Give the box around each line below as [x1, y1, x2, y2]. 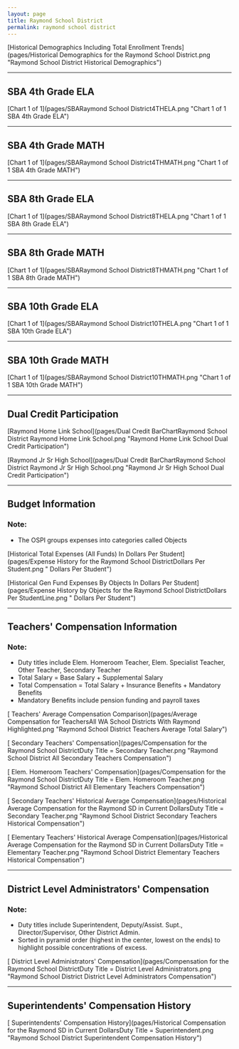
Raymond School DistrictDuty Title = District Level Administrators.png [7, 965, 212, 974]
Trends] [161, 43, 184, 52]
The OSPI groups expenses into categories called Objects [17, 535, 187, 544]
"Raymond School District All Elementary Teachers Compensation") [7, 783, 205, 791]
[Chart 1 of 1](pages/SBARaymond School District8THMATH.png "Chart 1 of [7, 265, 229, 274]
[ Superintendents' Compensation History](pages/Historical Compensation [7, 1018, 226, 1027]
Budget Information [7, 498, 96, 510]
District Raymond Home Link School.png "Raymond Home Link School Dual [7, 435, 228, 443]
